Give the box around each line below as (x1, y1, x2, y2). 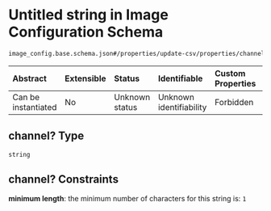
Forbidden (215, 96, 254, 108)
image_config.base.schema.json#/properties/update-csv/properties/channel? (8, 49, 269, 57)
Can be (12, 91, 40, 103)
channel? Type (8, 129, 85, 143)
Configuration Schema (8, 23, 164, 41)
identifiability (157, 101, 207, 112)
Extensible (64, 73, 106, 84)
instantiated (12, 101, 57, 112)
